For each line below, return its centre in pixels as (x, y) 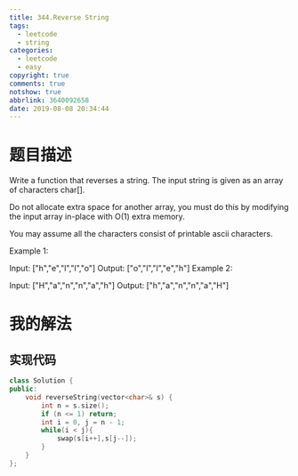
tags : (19, 26)
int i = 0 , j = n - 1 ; (83, 422)
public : (24, 389)
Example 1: (29, 251)
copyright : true (39, 76)
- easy (29, 68)
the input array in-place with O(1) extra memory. (97, 217)
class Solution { (41, 381)
